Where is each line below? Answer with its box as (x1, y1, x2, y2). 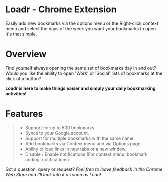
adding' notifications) (25, 156, 69, 162)
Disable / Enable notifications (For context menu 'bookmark (25, 151, 148, 157)
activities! (5, 90, 27, 96)
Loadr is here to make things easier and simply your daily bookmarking (5, 85, 156, 91)
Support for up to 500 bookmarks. (25, 124, 96, 131)
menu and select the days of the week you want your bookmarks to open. (5, 25, 157, 31)
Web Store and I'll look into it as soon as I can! (5, 171, 101, 177)
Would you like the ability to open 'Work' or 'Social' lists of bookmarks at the (5, 70, 163, 76)
